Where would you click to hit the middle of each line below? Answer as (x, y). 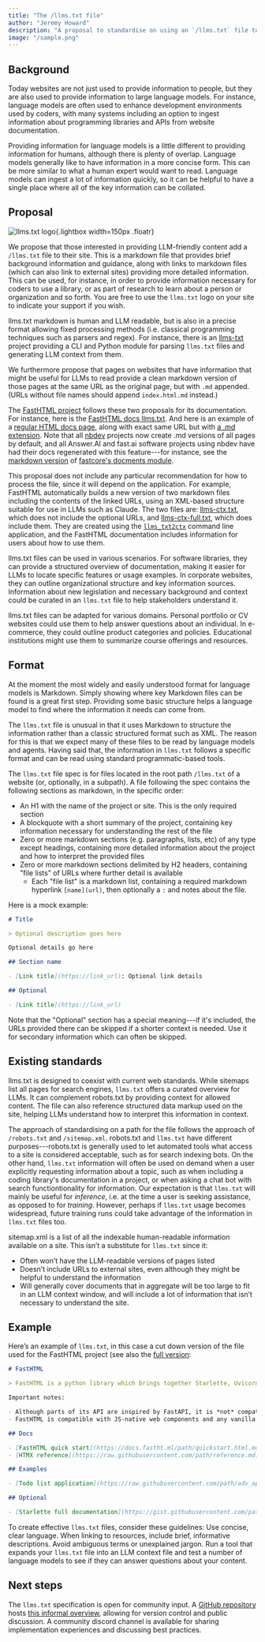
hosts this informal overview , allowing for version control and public (118, 1613)
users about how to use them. (56, 542)
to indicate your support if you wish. (67, 306)
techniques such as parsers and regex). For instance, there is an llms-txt (126, 337)
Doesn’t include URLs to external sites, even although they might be (130, 1269)
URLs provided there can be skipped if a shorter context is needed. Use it (127, 1028)
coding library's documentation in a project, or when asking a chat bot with (130, 1179)
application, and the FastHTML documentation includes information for (123, 534)
